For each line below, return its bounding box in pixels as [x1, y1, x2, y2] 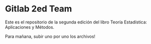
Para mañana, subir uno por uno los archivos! [5, 33, 96, 39]
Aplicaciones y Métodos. [5, 24, 55, 30]
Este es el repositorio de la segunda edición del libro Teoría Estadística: [5, 19, 147, 25]
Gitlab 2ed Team [5, 3, 72, 14]
